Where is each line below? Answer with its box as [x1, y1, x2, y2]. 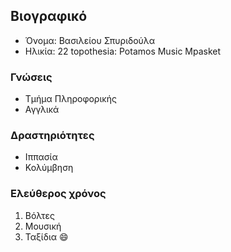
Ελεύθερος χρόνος [10, 187, 107, 201]
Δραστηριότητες [10, 129, 95, 143]
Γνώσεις [10, 70, 53, 84]
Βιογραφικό [10, 8, 88, 25]
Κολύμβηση [24, 162, 74, 174]
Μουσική [24, 220, 62, 232]
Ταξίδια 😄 [24, 230, 69, 243]
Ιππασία [24, 151, 58, 163]
